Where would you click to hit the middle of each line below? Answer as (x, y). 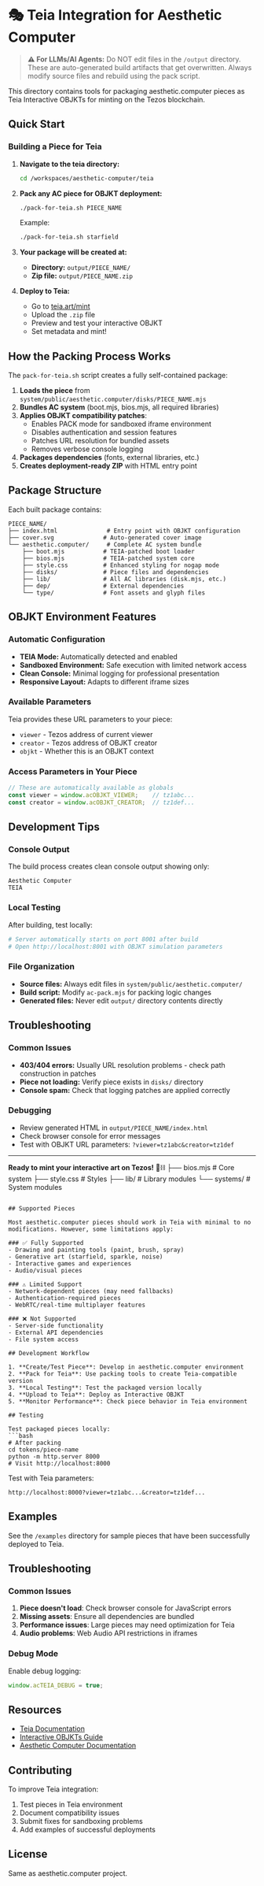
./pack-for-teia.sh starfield (69, 237)
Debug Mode (33, 1654)
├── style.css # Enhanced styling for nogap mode (121, 565)
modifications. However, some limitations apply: (91, 1229)
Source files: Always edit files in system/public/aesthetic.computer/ (131, 984)
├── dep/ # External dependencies (103, 586)
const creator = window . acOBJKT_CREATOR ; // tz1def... (101, 802)
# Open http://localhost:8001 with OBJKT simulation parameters (115, 947)
